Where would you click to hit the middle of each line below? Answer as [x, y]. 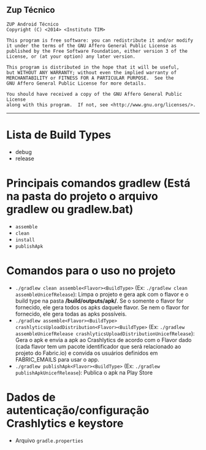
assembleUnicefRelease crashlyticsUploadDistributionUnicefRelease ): [105, 333]
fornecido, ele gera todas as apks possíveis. [71, 314]
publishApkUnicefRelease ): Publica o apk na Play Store [84, 372]
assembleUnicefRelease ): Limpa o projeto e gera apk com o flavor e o [102, 294]
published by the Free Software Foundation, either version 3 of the [97, 51]
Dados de [31, 397]
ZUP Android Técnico [33, 24]
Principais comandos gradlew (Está [98, 183]
